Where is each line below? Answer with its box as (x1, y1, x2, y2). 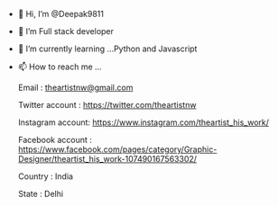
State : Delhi (17, 189, 64, 199)
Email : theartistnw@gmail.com (17, 82, 134, 93)
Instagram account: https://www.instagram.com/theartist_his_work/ (17, 117, 269, 128)
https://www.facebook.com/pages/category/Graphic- (17, 144, 218, 155)
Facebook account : (17, 135, 93, 145)
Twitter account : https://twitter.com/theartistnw (17, 100, 197, 110)
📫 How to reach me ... (17, 61, 102, 72)
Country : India (17, 171, 74, 182)
